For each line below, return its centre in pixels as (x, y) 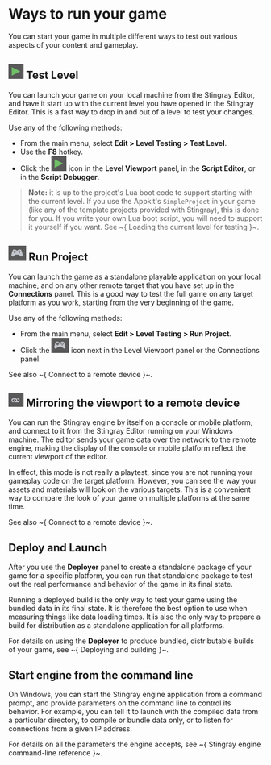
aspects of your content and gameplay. (73, 44)
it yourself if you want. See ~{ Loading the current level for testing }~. (144, 227)
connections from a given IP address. (71, 729)
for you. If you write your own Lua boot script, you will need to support (145, 218)
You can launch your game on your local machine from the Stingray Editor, (132, 94)
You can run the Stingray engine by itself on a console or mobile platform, (131, 422)
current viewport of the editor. (58, 457)
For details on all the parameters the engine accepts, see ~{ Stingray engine (135, 744)
